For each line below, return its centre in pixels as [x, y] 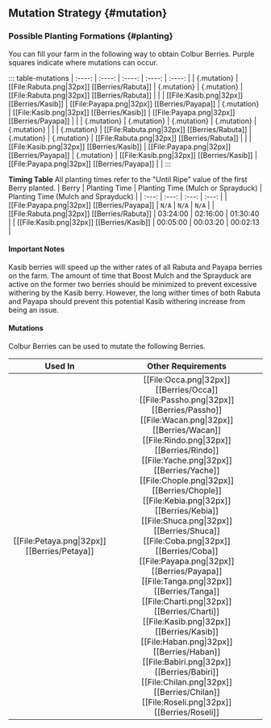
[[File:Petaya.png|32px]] [60, 541]
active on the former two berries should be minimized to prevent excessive [133, 284]
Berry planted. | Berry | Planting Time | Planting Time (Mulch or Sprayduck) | [135, 188]
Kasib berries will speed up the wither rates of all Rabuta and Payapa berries [135, 267]
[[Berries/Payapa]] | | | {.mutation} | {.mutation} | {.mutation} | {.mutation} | [132, 121]
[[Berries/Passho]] [187, 410]
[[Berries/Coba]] [187, 551]
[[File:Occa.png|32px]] [187, 380]
